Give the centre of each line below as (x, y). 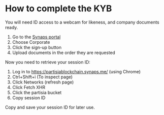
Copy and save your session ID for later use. (50, 107)
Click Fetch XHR (29, 87)
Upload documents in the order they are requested (64, 53)
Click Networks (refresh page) (43, 82)
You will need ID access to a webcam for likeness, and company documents (82, 22)
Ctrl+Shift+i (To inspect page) (42, 77)
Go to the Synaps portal (36, 37)
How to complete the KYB (59, 9)
